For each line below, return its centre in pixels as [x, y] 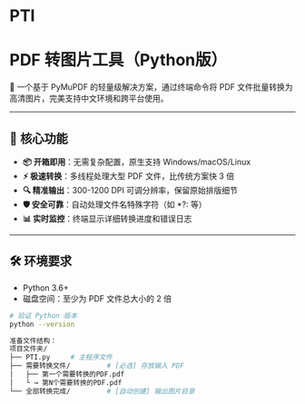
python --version [42, 324]
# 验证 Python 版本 [44, 315]
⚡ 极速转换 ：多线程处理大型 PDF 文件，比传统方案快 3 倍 [128, 176]
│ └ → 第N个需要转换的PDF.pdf [66, 382]
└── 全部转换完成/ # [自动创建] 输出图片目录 [102, 391]
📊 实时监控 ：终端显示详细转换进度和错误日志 [107, 218]
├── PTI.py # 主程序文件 [61, 358]
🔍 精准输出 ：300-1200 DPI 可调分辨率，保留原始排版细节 [130, 190]
